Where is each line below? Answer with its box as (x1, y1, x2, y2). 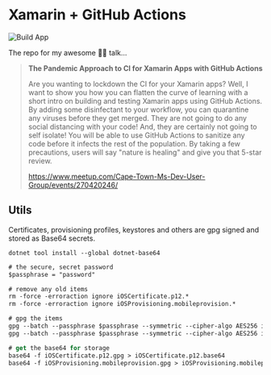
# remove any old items (8, 285, 89, 293)
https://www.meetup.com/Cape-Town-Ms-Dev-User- (27, 171, 206, 181)
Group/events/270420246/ (27, 179, 119, 190)
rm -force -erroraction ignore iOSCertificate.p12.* (8, 292, 190, 301)
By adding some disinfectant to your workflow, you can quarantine (27, 105, 249, 114)
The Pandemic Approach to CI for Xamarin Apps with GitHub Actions (27, 63, 264, 73)
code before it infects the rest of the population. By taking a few (27, 138, 240, 148)
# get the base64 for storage (8, 344, 110, 352)
